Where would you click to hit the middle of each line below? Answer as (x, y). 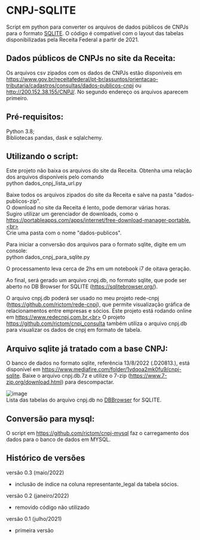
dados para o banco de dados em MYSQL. (59, 439)
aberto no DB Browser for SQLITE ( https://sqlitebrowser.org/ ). (82, 286)
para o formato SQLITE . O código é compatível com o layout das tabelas (95, 33)
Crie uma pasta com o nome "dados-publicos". (64, 233)
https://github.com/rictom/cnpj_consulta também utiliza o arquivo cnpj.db (96, 323)
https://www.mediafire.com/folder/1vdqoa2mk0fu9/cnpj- (112, 369)
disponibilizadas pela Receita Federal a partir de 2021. (73, 39)
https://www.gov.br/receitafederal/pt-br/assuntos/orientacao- (82, 79)
